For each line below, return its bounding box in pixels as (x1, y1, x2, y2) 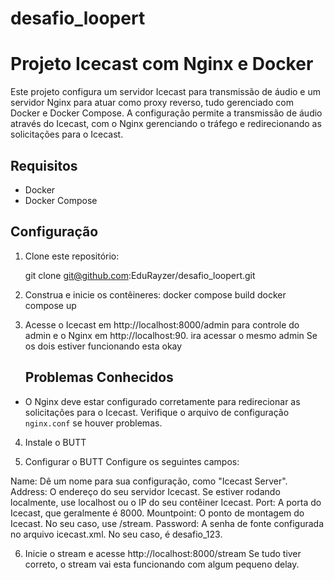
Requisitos (10, 157, 78, 174)
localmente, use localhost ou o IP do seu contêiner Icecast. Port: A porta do (10, 496, 322, 508)
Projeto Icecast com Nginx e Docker (10, 53, 314, 76)
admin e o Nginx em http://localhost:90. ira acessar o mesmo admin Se (24, 329, 318, 341)
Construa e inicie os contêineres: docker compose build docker (24, 288, 287, 301)
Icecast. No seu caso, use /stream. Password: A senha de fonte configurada (10, 517, 325, 529)
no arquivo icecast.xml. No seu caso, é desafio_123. (10, 528, 223, 540)
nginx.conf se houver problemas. (24, 417, 163, 429)
